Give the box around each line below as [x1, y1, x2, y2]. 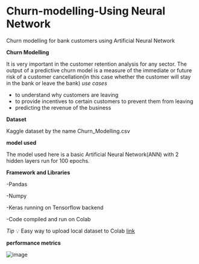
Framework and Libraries [6, 169, 71, 176]
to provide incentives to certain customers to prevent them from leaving [14, 98, 194, 105]
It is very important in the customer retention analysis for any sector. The [6, 60, 187, 68]
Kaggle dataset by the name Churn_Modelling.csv [6, 127, 130, 134]
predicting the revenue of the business [14, 104, 112, 111]
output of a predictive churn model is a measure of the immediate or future [6, 66, 192, 74]
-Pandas [6, 180, 28, 187]
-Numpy [6, 192, 27, 200]
